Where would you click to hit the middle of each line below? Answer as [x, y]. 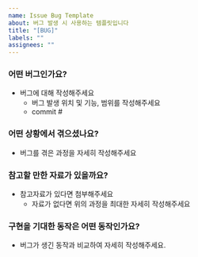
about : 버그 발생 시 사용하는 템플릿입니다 [69, 23]
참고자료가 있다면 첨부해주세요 [66, 194]
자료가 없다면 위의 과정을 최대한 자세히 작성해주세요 [111, 204]
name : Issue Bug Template [51, 15]
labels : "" [26, 38]
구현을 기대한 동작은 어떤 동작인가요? [74, 226]
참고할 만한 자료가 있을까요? [58, 175]
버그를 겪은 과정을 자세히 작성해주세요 [78, 152]
